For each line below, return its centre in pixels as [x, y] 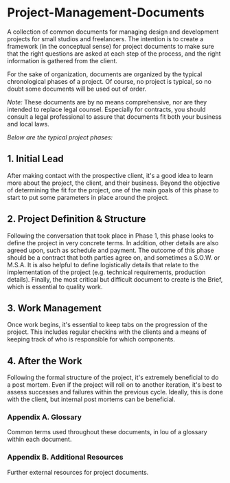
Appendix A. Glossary [45, 417]
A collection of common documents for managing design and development [113, 32]
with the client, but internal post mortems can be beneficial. [91, 399]
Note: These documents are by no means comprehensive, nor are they [107, 102]
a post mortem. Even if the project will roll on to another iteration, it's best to [115, 385]
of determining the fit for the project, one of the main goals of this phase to [113, 190]
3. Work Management [54, 308]
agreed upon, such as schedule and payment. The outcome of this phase [111, 250]
